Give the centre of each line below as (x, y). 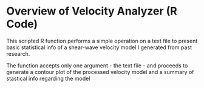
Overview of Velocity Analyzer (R (92, 11)
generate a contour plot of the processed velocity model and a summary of (100, 72)
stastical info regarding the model (48, 78)
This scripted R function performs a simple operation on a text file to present (102, 41)
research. (18, 53)
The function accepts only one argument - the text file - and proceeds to (97, 66)
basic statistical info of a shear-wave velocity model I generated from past (99, 47)
